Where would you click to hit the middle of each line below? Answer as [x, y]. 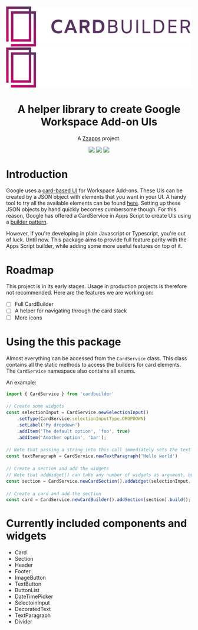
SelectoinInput [32, 603]
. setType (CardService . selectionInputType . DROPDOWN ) [81, 419]
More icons [28, 318]
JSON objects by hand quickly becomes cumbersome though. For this [91, 209]
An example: [21, 382]
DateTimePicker [34, 597]
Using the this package [64, 342]
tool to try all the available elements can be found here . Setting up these [93, 203]
